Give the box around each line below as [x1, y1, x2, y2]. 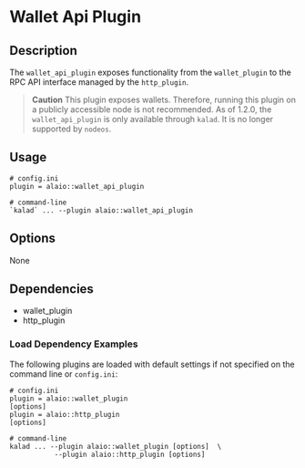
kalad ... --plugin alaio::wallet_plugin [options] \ [9, 442, 222, 451]
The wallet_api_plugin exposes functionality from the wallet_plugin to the [9, 67, 291, 78]
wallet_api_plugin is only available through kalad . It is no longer [31, 114, 274, 124]
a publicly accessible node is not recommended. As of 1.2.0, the [31, 104, 272, 115]
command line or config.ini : [9, 368, 118, 380]
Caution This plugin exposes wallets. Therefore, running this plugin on [31, 94, 296, 105]
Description [9, 43, 77, 58]
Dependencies [9, 281, 94, 297]
